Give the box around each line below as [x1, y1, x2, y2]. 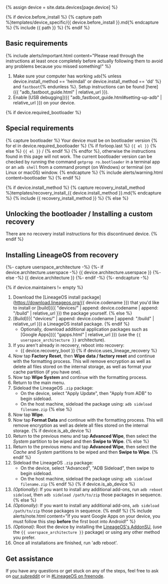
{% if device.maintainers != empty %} [5, 284, 83, 290]
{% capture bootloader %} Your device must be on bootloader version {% [5, 137, 158, 143]
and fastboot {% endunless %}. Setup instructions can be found [12, 83, 144, 89]
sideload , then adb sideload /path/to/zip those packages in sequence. [12, 492, 162, 498]
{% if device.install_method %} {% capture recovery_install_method [5, 184, 145, 190]
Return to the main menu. [12, 379, 65, 386]
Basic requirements [5, 39, 68, 48]
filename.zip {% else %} [20, 407, 72, 413]
